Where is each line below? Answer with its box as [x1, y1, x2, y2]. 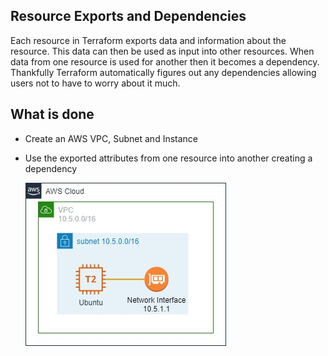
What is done [10, 106, 95, 123]
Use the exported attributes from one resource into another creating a [24, 152, 313, 164]
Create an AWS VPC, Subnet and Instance [24, 132, 199, 144]
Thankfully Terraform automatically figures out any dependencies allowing [10, 66, 317, 78]
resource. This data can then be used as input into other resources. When [10, 45, 315, 57]
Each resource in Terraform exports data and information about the [10, 34, 287, 46]
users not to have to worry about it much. [10, 77, 181, 89]
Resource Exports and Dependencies [10, 8, 247, 25]
